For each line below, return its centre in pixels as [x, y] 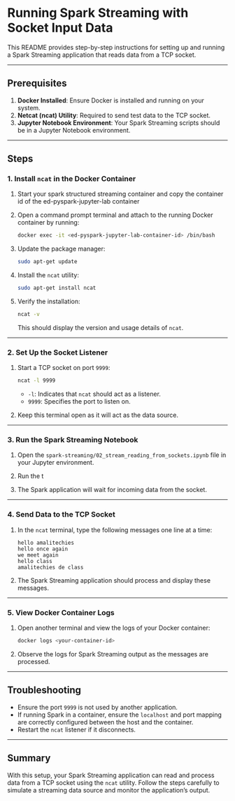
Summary [29, 759]
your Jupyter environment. [56, 463]
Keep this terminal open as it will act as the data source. [98, 415]
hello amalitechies [46, 543]
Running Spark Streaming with [98, 13]
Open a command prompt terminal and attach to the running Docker [115, 215]
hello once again [43, 549]
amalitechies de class [50, 567]
